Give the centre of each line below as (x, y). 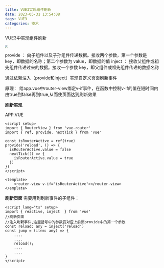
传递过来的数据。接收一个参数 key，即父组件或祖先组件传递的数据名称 (89, 67)
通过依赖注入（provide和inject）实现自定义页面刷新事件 (61, 78)
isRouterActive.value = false (40, 150)
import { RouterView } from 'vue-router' (48, 128)
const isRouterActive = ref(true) (40, 141)
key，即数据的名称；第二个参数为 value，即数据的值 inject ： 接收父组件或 (80, 61)
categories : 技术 (22, 23)
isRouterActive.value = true (44, 158)
